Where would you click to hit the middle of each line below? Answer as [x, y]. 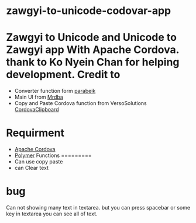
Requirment [35, 133]
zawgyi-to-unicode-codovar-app [89, 11]
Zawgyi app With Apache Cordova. [93, 50]
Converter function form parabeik [55, 91]
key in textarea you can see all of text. [52, 214]
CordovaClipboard [37, 110]
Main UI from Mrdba [39, 97]
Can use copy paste [39, 162]
